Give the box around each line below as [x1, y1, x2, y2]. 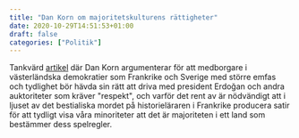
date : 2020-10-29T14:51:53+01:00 [9, 21, 134, 30]
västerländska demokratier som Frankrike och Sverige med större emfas [9, 72, 277, 83]
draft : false [9, 29, 58, 38]
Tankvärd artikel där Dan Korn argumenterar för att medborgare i [9, 62, 248, 73]
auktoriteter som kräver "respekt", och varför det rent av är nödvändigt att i [9, 91, 286, 101]
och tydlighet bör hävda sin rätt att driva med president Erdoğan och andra [9, 81, 285, 92]
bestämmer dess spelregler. [9, 119, 113, 130]
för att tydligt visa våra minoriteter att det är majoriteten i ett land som [9, 110, 266, 120]
